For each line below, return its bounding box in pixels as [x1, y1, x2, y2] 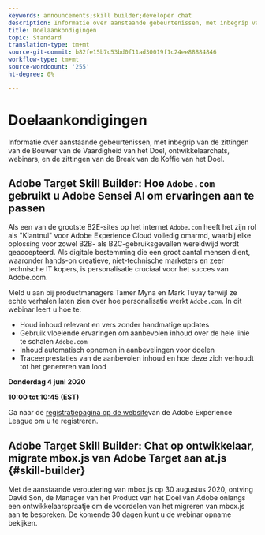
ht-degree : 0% [8, 70, 55, 78]
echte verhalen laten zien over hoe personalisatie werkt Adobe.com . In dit [8, 297, 242, 306]
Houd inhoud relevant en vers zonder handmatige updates [19, 320, 210, 330]
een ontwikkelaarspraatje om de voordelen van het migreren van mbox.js [8, 502, 245, 511]
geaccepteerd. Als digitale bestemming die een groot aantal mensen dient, [8, 248, 251, 257]
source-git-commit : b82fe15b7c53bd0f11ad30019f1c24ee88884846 [8, 48, 217, 56]
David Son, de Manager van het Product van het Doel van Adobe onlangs [8, 493, 246, 503]
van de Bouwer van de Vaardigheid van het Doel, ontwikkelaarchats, [8, 145, 230, 155]
